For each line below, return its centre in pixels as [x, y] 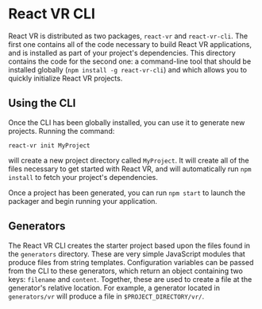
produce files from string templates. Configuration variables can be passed [131, 262]
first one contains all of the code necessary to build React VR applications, [130, 44]
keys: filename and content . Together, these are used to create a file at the [130, 279]
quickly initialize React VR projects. [65, 78]
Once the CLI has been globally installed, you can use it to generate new [127, 122]
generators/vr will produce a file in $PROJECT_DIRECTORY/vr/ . [106, 296]
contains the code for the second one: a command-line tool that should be [130, 61]
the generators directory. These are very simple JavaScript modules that [127, 254]
